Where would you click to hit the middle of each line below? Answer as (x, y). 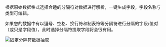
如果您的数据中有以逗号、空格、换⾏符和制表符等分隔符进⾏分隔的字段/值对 (82, 23)
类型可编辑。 (18, 13)
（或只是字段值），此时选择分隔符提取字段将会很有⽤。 (60, 30)
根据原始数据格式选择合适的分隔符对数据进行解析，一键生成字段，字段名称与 (83, 7)
